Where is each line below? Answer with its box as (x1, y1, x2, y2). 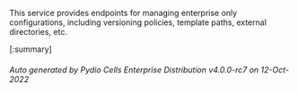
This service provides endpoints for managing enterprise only (9, 8, 238, 18)
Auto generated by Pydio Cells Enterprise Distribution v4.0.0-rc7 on (9, 64, 259, 75)
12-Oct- (260, 64, 290, 75)
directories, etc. (9, 27, 67, 37)
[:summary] (9, 44, 52, 54)
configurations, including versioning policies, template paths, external (9, 17, 267, 28)
